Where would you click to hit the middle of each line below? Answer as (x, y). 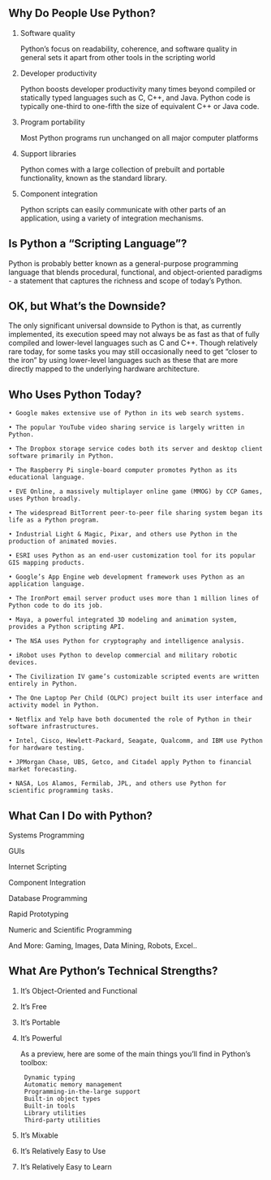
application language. (47, 584)
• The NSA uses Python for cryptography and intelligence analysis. (127, 641)
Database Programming (48, 898)
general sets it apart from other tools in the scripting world (118, 57)
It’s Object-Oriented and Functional (79, 990)
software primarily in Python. (61, 456)
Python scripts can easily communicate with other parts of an (123, 209)
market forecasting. (43, 769)
